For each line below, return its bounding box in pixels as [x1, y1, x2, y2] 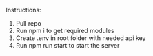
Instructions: [6, 6, 41, 14]
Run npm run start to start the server [15, 41, 120, 49]
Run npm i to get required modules [15, 27, 114, 35]
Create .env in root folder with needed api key [15, 34, 146, 42]
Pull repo [15, 19, 41, 27]
